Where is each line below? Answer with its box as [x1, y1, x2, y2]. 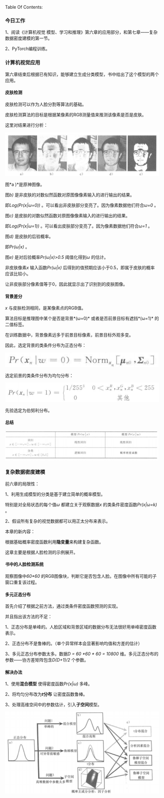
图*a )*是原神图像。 [5, 182, 45, 187]
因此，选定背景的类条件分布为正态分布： [5, 342, 86, 348]
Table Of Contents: [5, 4, 43, 10]
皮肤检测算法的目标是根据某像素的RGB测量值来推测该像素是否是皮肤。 [5, 112, 146, 117]
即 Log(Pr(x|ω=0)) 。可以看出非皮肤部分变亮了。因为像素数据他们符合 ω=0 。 [5, 203, 159, 208]
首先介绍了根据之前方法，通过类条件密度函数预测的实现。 [5, 603, 121, 609]
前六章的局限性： [5, 480, 40, 486]
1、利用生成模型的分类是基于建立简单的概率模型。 [5, 491, 105, 497]
